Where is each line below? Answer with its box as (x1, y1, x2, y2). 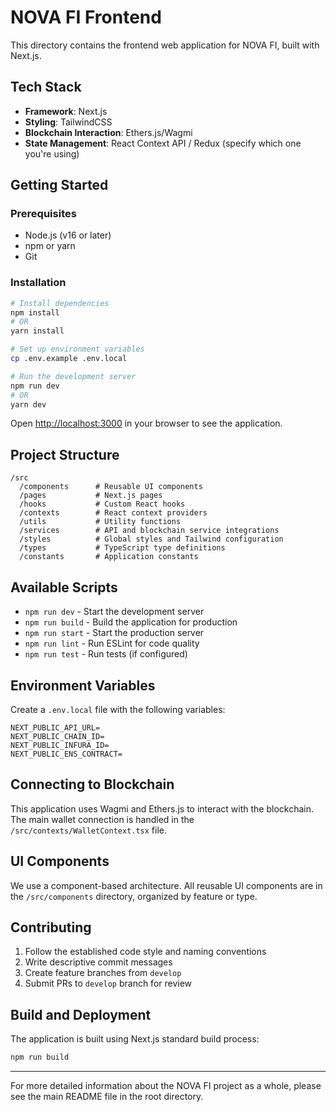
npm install (10, 307, 60, 318)
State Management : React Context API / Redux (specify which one (24, 137, 302, 149)
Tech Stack (10, 79, 82, 96)
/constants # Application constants (19, 552, 199, 562)
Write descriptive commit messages (24, 956, 173, 968)
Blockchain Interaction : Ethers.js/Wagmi (24, 126, 193, 138)
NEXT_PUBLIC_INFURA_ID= (10, 740, 110, 750)
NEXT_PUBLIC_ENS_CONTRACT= (10, 749, 123, 759)
